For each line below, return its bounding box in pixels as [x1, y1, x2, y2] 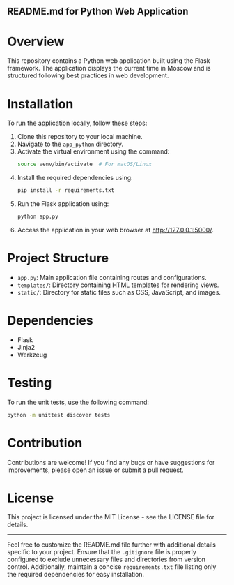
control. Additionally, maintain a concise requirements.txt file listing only [7, 563, 217, 571]
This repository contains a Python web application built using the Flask [7, 57, 210, 65]
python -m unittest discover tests [7, 411, 111, 418]
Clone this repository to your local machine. [17, 133, 143, 141]
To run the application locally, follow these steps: [7, 119, 148, 128]
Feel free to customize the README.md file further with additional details [7, 540, 216, 549]
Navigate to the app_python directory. [17, 140, 124, 149]
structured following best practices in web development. [7, 71, 169, 80]
